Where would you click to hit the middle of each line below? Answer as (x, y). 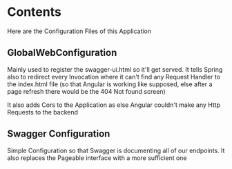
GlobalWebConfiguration (62, 53)
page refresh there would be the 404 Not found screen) (86, 91)
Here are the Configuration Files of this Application (79, 31)
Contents (35, 12)
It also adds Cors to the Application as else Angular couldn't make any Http (114, 105)
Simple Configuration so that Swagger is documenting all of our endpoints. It (116, 150)
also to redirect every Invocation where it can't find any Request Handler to (114, 77)
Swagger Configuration (59, 134)
